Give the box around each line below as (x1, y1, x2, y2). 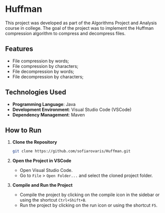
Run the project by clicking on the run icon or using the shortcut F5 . (19, 202, 158, 209)
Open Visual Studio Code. (19, 167, 73, 173)
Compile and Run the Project (12, 182, 73, 188)
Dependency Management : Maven (12, 111, 85, 117)
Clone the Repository (12, 139, 57, 145)
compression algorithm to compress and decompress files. (5, 30, 126, 36)
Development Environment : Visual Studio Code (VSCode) (12, 106, 132, 112)
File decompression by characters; (12, 73, 83, 80)
